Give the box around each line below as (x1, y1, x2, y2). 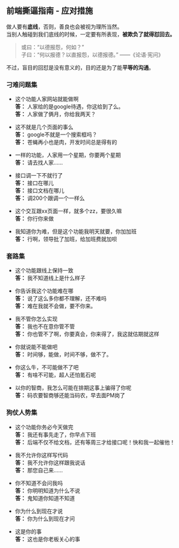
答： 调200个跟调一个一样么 (14, 194, 85, 202)
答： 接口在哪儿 (14, 179, 54, 187)
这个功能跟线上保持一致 (14, 267, 74, 274)
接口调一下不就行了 (14, 172, 63, 179)
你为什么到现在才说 (14, 507, 63, 515)
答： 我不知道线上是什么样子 (14, 274, 86, 282)
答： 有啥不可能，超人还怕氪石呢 (14, 371, 96, 378)
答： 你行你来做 (14, 215, 54, 222)
